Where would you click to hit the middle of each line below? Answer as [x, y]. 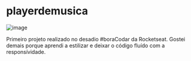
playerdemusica [47, 11]
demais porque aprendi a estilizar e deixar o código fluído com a [86, 45]
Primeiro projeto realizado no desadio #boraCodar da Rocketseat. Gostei [96, 39]
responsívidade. [26, 51]
